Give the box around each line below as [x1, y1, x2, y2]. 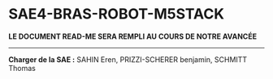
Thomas [8, 63, 37, 73]
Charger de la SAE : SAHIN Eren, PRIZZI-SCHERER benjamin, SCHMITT [8, 54, 248, 64]
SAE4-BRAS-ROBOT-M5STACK [8, 5, 225, 23]
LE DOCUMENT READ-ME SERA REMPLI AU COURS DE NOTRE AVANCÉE [8, 31, 258, 41]
